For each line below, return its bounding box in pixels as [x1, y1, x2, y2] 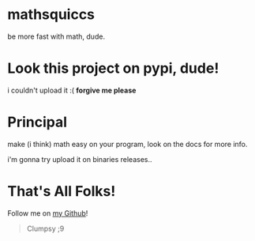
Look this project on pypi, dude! [7, 59, 219, 77]
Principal [7, 113, 68, 131]
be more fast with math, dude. [7, 32, 106, 41]
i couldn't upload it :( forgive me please [7, 85, 137, 95]
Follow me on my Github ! [7, 208, 88, 218]
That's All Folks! [7, 183, 116, 200]
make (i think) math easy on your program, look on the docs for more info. [7, 139, 248, 149]
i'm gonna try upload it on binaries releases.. [7, 154, 152, 164]
